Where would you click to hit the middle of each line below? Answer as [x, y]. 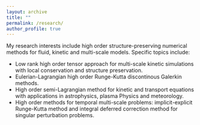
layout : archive [27, 12]
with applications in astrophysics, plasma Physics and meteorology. [99, 96]
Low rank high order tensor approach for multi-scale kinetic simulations [104, 64]
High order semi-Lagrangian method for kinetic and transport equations [105, 90]
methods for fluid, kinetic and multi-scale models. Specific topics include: [98, 53]
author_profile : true [34, 29]
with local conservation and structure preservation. [79, 71]
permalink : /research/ [35, 23]
